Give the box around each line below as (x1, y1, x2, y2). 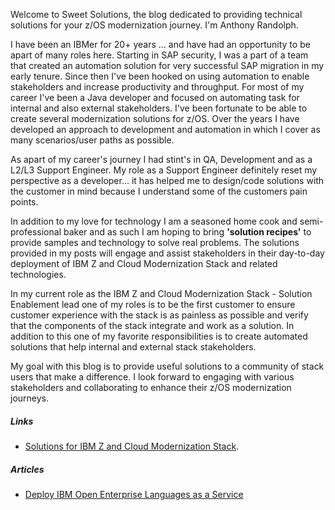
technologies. (10, 269, 67, 280)
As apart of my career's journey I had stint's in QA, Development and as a (10, 154, 313, 165)
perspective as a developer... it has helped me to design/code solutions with (10, 175, 325, 186)
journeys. (10, 392, 50, 404)
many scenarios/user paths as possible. (10, 134, 175, 146)
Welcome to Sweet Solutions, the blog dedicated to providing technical (10, 9, 303, 20)
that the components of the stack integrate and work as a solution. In (10, 320, 295, 331)
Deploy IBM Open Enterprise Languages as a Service (24, 488, 244, 500)
